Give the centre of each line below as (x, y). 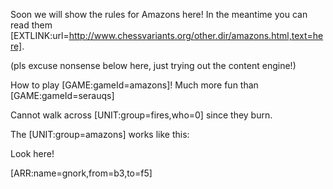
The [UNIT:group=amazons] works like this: (100, 134)
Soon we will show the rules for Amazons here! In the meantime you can (159, 14)
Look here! (32, 153)
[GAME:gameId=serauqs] (62, 95)
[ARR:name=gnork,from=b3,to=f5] (81, 173)
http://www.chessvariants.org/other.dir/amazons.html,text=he (196, 35)
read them (31, 25)
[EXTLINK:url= (40, 35)
